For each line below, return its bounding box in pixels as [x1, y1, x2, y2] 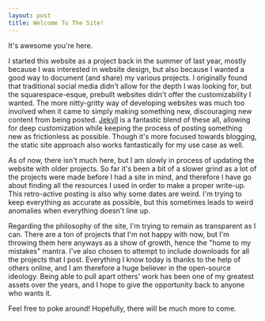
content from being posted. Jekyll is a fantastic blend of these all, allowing [8, 115, 251, 124]
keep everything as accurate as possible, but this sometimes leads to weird [8, 197, 254, 206]
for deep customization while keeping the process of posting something [8, 123, 243, 133]
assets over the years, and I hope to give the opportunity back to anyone [8, 280, 245, 289]
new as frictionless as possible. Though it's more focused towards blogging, [8, 131, 257, 141]
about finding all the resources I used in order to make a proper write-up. [8, 180, 246, 190]
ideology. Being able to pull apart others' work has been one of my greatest [8, 271, 255, 281]
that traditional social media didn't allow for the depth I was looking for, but [8, 81, 252, 91]
